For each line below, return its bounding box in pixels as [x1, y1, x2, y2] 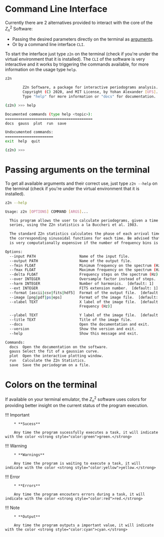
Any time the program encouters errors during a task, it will [14, 492, 145, 497]
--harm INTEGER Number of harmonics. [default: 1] [9, 281, 154, 286]
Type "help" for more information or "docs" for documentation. [22, 94, 156, 99]
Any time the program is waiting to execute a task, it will [14, 461, 141, 466]
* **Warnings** [14, 452, 45, 458]
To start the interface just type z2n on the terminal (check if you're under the [5, 51, 159, 57]
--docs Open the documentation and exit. [9, 322, 150, 327]
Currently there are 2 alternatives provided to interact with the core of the [5, 20, 153, 25]
